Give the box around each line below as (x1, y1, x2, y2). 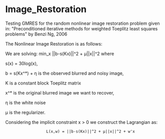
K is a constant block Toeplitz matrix (5, 80, 81, 86)
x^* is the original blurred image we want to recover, (5, 89, 114, 96)
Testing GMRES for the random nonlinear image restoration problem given (5, 20, 160, 26)
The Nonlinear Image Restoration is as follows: (5, 40, 103, 47)
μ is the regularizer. (5, 109, 46, 115)
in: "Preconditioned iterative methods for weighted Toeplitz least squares (5, 25, 158, 31)
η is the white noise (5, 100, 46, 106)
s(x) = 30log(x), (5, 60, 38, 66)
